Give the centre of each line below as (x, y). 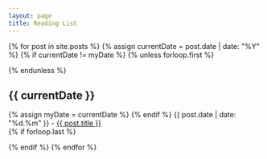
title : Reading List (43, 23)
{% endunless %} (37, 70)
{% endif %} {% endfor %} (53, 147)
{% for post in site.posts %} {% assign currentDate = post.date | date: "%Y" (134, 46)
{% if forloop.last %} (42, 132)
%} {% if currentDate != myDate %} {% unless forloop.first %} (111, 55)
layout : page (30, 16)
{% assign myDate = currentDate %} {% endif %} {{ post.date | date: (122, 115)
